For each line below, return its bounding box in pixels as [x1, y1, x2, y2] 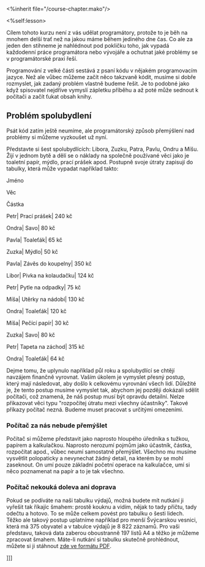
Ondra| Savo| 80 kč [6, 224, 56, 232]
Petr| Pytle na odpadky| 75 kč [6, 283, 81, 291]
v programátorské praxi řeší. [6, 55, 78, 62]
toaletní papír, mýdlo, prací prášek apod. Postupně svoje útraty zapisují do [6, 158, 193, 166]
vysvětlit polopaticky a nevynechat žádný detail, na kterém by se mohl [6, 455, 184, 462]
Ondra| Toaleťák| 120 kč [6, 307, 67, 314]
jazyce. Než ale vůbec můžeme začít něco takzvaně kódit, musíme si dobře [6, 74, 196, 80]
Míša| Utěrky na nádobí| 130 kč [6, 295, 85, 303]
